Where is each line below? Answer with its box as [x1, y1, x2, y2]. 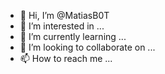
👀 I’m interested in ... [19, 20, 105, 32]
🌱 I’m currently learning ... [19, 31, 127, 42]
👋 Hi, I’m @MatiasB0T [19, 10, 110, 21]
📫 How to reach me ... [19, 53, 113, 64]
